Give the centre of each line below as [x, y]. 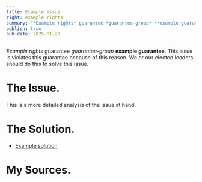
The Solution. [41, 129]
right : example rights [35, 17]
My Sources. [38, 170]
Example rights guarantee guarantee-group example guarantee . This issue [99, 51]
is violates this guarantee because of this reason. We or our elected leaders [100, 58]
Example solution [36, 146]
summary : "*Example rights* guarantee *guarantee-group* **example [93, 23]
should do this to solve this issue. [47, 64]
